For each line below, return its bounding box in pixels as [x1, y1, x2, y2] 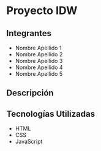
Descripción [6, 88, 54, 98]
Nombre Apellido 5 [15, 70, 63, 77]
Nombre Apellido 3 [15, 57, 63, 64]
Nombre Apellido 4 [15, 64, 63, 71]
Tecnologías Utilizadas [6, 108, 95, 119]
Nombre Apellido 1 [15, 44, 62, 51]
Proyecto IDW [6, 4, 78, 18]
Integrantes [6, 28, 52, 39]
